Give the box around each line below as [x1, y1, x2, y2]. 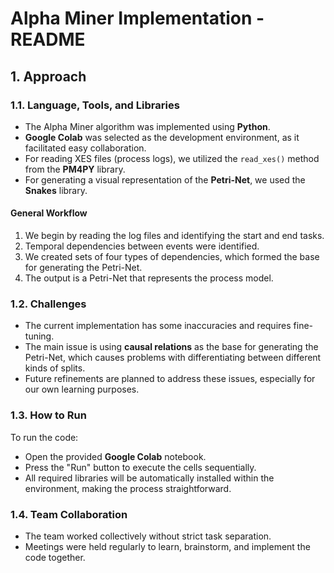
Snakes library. [24, 184, 88, 196]
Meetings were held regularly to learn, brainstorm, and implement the [24, 540, 311, 552]
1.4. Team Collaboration [10, 507, 128, 521]
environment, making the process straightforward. [24, 482, 232, 494]
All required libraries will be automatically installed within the [24, 472, 275, 484]
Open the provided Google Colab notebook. [24, 450, 207, 462]
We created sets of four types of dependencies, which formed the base [24, 251, 320, 263]
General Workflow [10, 207, 88, 219]
